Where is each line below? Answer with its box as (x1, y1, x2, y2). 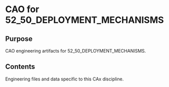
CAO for (5, 4, 39, 15)
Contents (5, 62, 35, 71)
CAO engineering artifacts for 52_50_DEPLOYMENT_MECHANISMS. (5, 48, 146, 54)
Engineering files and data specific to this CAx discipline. (5, 76, 124, 82)
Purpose (5, 34, 33, 43)
